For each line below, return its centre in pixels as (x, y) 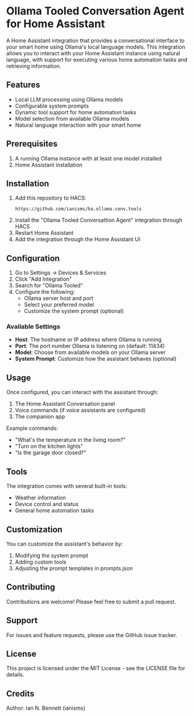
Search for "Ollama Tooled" (49, 285)
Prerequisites (32, 144)
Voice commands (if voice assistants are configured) (80, 410)
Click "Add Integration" (43, 279)
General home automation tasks (54, 511)
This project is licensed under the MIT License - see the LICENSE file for (96, 668)
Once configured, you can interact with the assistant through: (82, 392)
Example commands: (32, 429)
